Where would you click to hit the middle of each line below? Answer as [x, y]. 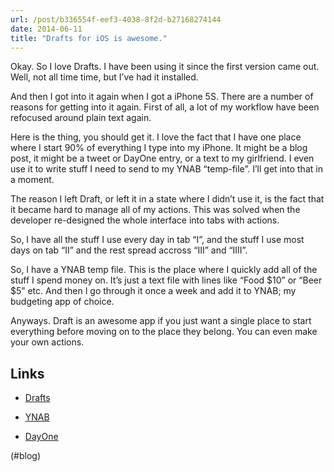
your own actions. [47, 342]
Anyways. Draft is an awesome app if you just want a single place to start [161, 321]
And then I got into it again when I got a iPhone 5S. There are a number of [162, 97]
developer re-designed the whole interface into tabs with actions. [145, 220]
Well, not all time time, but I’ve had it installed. [104, 77]
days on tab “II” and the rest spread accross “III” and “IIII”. [129, 250]
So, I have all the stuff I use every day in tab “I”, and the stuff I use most [157, 240]
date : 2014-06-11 [46, 29]
